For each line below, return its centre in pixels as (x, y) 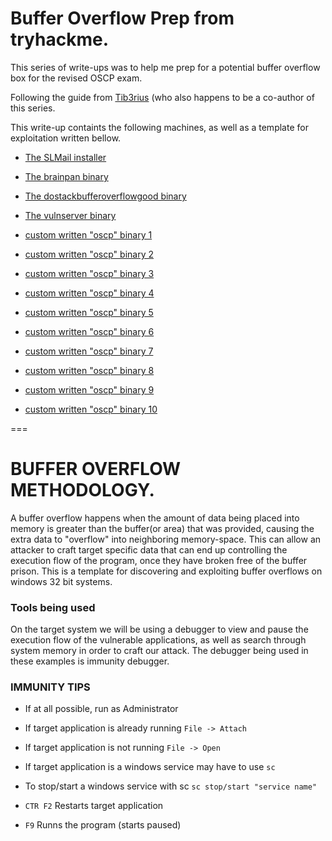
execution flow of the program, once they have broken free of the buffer (159, 560)
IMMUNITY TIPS (50, 687)
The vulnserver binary (70, 215)
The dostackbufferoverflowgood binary (105, 196)
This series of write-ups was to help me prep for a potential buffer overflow (165, 67)
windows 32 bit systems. (61, 581)
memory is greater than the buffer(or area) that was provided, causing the (162, 528)
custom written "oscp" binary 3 (89, 273)
